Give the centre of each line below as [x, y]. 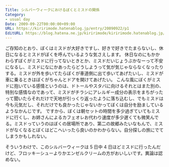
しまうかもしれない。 [27, 136]
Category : [16, 15]
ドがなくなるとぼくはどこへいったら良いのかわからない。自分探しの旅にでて [84, 130]
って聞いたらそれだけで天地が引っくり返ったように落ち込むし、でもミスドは [84, 98]
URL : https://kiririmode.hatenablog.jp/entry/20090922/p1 [67, 29]
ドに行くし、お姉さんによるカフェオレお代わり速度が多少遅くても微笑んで [82, 117]
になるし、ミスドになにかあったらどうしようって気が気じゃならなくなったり [84, 67]
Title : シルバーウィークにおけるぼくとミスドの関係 [52, 10]
